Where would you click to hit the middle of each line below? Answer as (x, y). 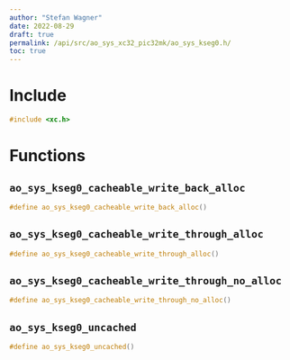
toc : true (28, 51)
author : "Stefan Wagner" (56, 18)
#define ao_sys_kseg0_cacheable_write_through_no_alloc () (120, 301)
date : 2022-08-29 (42, 26)
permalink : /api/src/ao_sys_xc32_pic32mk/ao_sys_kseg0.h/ (120, 43)
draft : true (32, 34)
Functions (47, 156)
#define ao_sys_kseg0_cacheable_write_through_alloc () (114, 254)
